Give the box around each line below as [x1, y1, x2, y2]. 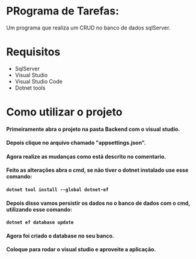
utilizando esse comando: [6, 206, 73, 213]
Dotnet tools [14, 84, 46, 91]
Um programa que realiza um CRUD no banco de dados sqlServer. [6, 24, 171, 31]
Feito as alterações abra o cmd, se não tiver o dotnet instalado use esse [6, 166, 189, 174]
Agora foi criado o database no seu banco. [6, 232, 115, 239]
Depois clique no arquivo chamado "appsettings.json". [6, 139, 146, 147]
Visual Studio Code [14, 78, 63, 85]
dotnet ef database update [6, 219, 74, 226]
